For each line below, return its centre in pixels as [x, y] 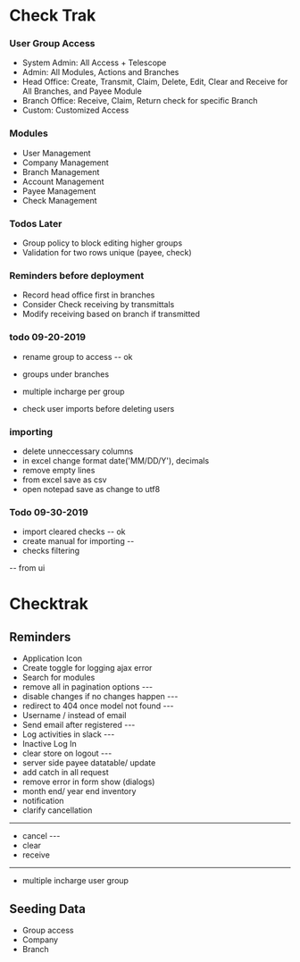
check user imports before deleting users [98, 408]
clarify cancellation [57, 810]
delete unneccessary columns [78, 451]
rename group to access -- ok [77, 356]
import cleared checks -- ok [74, 531]
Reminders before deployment [77, 276]
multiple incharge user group [75, 881]
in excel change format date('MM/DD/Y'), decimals [116, 460]
